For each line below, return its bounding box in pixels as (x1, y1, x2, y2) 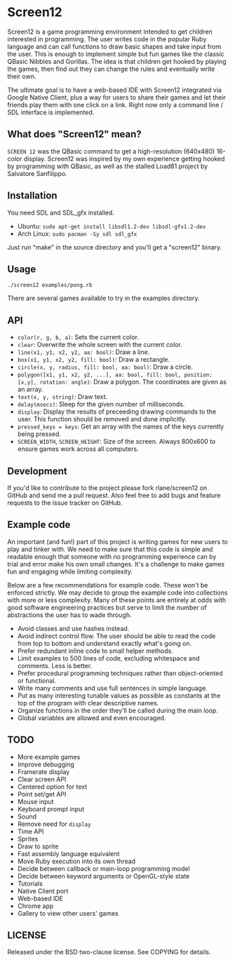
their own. (7, 72, 36, 81)
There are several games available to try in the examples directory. (7, 294, 200, 302)
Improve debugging (17, 760, 75, 768)
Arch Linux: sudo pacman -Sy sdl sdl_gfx (17, 229, 137, 238)
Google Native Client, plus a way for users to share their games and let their (7, 93, 227, 102)
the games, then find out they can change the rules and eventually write (7, 65, 215, 73)
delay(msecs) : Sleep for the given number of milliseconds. (17, 400, 185, 409)
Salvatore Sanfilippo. (7, 169, 67, 177)
